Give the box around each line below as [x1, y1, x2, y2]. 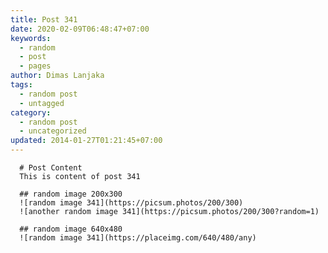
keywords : [10, 33, 52, 43]
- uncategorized [19, 126, 87, 136]
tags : [10, 80, 33, 90]
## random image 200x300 [19, 189, 123, 199]
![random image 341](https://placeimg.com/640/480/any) [19, 233, 257, 243]
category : [10, 107, 52, 118]
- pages [19, 61, 52, 71]
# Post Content [19, 163, 83, 173]
